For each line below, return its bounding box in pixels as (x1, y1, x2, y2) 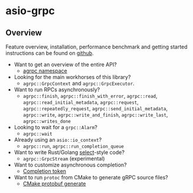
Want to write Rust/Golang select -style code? (14, 149, 125, 156)
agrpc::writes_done (22, 119, 71, 125)
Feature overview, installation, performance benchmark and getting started (5, 43, 188, 50)
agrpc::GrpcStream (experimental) (22, 155, 105, 162)
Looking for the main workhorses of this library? (14, 74, 131, 80)
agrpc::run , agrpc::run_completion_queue (22, 143, 125, 149)
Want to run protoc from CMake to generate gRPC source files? (14, 174, 169, 181)
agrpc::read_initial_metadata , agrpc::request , (22, 99, 139, 106)
